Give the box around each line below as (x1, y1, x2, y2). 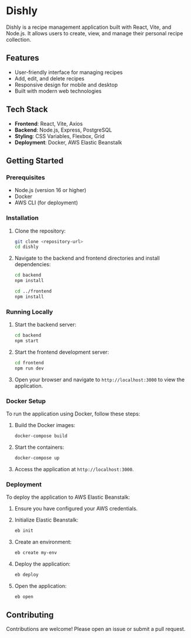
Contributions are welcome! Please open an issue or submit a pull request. (6, 626, 186, 633)
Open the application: (14, 582, 67, 589)
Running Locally (6, 307, 53, 315)
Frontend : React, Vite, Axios (14, 120, 83, 127)
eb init (14, 528, 33, 533)
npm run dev (14, 365, 44, 371)
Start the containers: (14, 444, 64, 451)
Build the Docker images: (14, 421, 76, 428)
